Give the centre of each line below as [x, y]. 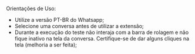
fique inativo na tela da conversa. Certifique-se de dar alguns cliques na [102, 38]
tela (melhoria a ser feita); [46, 45]
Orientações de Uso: [31, 9]
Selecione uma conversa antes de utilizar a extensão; [79, 26]
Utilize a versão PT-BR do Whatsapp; [59, 20]
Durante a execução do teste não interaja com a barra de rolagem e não [102, 32]
